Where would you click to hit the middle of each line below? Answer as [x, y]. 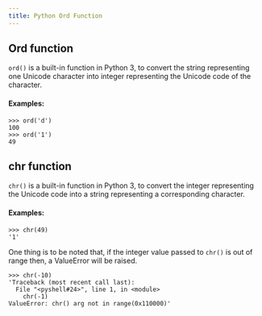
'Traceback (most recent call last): [72, 282]
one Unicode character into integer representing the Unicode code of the [130, 77]
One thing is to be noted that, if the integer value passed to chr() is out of [131, 252]
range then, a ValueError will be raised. [73, 260]
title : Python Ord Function [56, 16]
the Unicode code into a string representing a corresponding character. [127, 194]
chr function [40, 166]
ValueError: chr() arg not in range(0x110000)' [90, 303]
